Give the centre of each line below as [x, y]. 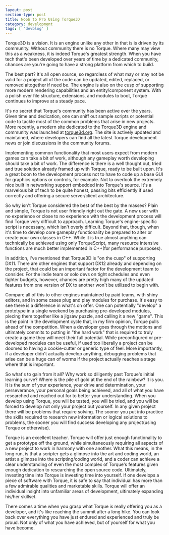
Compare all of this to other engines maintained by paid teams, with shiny [81, 295]
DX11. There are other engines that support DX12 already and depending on [83, 263]
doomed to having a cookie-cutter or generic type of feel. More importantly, [84, 348]
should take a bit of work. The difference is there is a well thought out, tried [83, 164]
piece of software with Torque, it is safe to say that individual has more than [84, 480]
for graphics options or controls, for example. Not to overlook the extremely [84, 180]
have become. [20, 528]
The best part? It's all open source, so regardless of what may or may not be [84, 74]
